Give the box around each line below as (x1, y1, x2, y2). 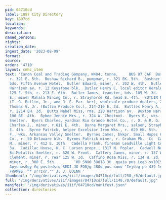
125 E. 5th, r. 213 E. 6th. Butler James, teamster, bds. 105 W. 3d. (9, 90, 158, 95)
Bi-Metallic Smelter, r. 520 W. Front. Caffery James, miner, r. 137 (9, 150, 158, 155)
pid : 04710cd (5, 7, 32, 12)
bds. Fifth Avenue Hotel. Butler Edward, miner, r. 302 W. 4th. (9, 81, 147, 86)
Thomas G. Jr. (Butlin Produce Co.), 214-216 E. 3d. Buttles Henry (9, 104, 154, 109)
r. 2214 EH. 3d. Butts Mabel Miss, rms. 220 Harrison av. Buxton (9, 109, 152, 114)
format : (5, 53, 21, 59)
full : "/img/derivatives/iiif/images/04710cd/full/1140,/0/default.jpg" (5, 178, 158, 183)
